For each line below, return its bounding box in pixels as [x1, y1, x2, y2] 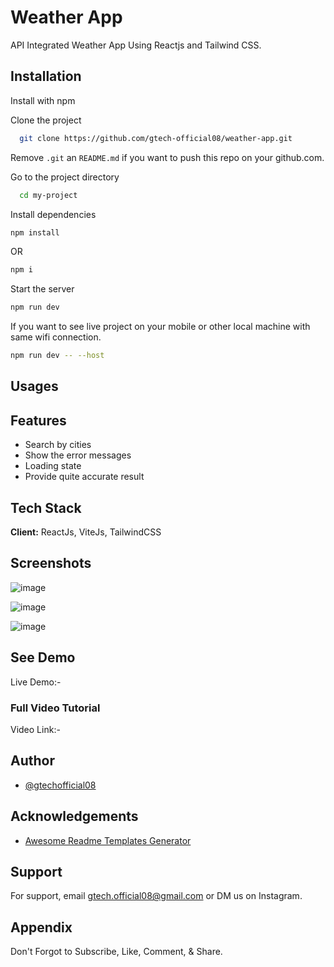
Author [10, 752, 55, 770]
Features [10, 412, 67, 429]
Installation [10, 68, 82, 85]
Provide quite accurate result [24, 471, 145, 483]
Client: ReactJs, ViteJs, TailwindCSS [10, 526, 162, 538]
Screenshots [10, 555, 92, 572]
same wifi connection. [10, 331, 102, 343]
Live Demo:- [10, 676, 62, 688]
